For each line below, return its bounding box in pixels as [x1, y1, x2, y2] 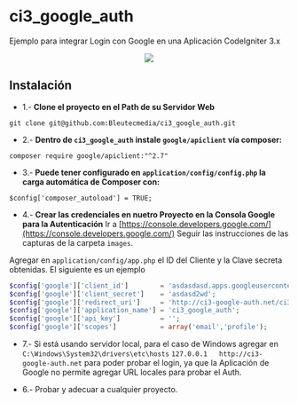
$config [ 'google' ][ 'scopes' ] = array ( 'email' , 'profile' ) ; [9, 322, 268, 332]
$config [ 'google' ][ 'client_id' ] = [9, 281, 165, 290]
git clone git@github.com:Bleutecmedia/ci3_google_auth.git [9, 118, 237, 128]
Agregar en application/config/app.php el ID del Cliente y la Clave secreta [9, 255, 283, 265]
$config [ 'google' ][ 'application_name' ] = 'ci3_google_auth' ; [9, 306, 240, 315]
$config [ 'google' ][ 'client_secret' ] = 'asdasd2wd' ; [9, 289, 216, 298]
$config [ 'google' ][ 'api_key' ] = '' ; [9, 314, 180, 323]
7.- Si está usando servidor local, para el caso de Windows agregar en [21, 339, 279, 349]
